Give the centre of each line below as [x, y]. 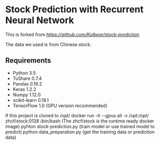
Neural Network [40, 20]
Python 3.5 [24, 73]
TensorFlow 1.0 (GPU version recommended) [60, 106]
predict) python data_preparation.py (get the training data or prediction [80, 132]
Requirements [28, 61]
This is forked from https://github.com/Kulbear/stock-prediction [72, 34]
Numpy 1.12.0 [27, 95]
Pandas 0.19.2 [27, 84]
